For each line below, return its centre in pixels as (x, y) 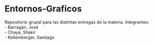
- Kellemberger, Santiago (29, 37)
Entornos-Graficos (43, 9)
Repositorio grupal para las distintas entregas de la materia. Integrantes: (77, 22)
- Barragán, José (21, 27)
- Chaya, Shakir (20, 32)
